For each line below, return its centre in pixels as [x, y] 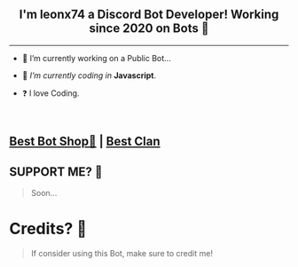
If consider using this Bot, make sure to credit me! [122, 253]
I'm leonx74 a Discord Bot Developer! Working [149, 15]
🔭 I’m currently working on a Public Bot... [96, 58]
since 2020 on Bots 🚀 [149, 29]
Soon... [44, 193]
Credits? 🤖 [48, 229]
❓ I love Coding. [51, 93]
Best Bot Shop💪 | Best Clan [85, 141]
